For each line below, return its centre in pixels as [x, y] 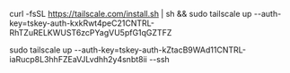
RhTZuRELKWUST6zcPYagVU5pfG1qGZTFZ [91, 32]
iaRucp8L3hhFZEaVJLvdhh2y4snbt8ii [79, 59]
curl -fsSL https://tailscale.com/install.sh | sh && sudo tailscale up [131, 14]
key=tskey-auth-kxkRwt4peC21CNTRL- [82, 23]
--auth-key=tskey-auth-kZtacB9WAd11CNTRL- [160, 50]
